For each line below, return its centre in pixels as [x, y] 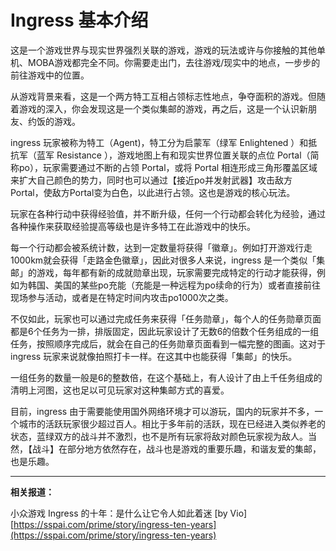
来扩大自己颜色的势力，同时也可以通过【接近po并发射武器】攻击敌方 [151, 180]
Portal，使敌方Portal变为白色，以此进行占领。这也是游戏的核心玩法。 [153, 192]
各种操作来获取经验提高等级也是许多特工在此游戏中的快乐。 [133, 226]
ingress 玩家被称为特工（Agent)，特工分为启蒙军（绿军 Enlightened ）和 [159, 142]
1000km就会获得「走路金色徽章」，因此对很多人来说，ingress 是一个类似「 [163, 260]
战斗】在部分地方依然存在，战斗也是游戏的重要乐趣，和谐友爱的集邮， [176, 448]
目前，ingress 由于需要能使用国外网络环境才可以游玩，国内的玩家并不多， [162, 411]
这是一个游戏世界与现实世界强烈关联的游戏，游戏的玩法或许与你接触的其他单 [168, 50]
